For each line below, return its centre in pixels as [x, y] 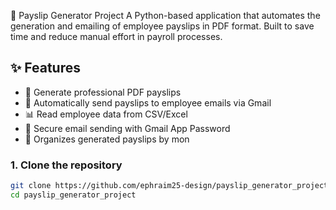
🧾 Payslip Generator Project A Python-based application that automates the [165, 15]
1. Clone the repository [66, 165]
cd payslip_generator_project [73, 195]
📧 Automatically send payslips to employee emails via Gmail [148, 102]
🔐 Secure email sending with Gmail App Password [127, 128]
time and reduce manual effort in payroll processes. [116, 36]
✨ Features [45, 68]
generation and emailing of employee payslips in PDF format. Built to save [162, 26]
